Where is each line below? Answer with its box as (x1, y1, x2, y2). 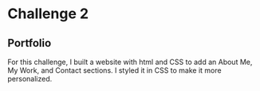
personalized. (7, 74, 53, 83)
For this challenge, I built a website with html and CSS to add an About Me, (7, 57, 253, 66)
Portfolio (7, 36, 52, 50)
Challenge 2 (7, 5, 89, 23)
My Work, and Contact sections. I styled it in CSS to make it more (7, 66, 222, 75)
